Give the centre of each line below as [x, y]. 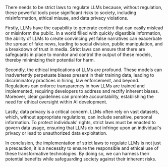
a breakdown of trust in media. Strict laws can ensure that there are [75, 49]
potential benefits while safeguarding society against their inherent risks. [81, 159]
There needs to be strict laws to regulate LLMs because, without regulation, [84, 7]
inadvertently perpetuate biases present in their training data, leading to [80, 75]
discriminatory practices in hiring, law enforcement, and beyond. [72, 80]
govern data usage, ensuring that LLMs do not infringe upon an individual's [83, 128]
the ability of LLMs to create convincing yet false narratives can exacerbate [84, 38]
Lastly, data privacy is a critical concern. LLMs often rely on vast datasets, [82, 112]
